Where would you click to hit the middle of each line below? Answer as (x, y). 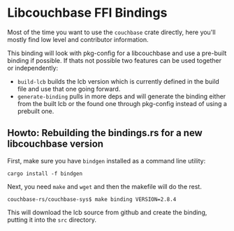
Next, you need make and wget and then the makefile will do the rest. (105, 186)
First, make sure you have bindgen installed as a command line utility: (107, 161)
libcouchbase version (55, 144)
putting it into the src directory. (52, 219)
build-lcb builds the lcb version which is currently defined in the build (118, 81)
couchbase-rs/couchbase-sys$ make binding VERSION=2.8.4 (92, 199)
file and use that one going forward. (69, 89)
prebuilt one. (36, 111)
